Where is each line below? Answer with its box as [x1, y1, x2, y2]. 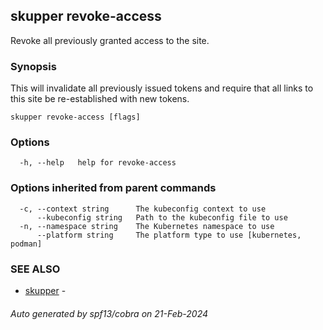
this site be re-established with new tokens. [10, 93, 190, 105]
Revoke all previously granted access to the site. [10, 34, 210, 46]
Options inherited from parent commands [10, 181, 217, 195]
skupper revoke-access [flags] [10, 112, 141, 123]
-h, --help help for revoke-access [19, 158, 177, 168]
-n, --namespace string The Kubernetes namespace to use [19, 221, 275, 231]
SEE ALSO [10, 262, 61, 276]
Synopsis [10, 59, 57, 73]
